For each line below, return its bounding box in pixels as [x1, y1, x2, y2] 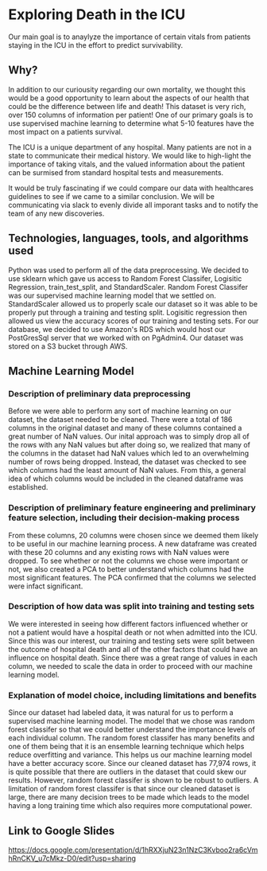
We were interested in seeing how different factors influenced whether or [8, 619, 249, 628]
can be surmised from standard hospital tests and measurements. [8, 167, 224, 177]
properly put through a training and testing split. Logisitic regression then [8, 307, 248, 317]
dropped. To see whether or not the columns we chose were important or [8, 556, 249, 565]
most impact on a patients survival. [8, 127, 123, 136]
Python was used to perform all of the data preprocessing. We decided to [8, 265, 249, 275]
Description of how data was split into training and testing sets [8, 601, 255, 612]
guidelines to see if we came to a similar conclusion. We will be [8, 191, 215, 201]
